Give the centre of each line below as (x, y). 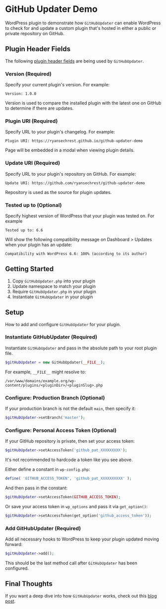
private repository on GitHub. (35, 33)
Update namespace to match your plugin (54, 286)
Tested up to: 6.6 (24, 230)
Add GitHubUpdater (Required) (43, 528)
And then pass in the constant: (36, 488)
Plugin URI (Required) (31, 121)
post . (10, 601)
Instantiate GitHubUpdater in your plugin (53, 297)
